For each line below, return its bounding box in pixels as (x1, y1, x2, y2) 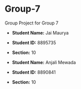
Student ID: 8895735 (12, 39, 56, 46)
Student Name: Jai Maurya (12, 29, 69, 36)
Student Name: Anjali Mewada (12, 59, 76, 65)
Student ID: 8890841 (12, 69, 56, 75)
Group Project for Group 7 (5, 20, 59, 26)
